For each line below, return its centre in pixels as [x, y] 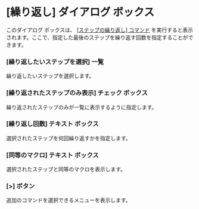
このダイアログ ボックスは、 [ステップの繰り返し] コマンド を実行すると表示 [100, 30]
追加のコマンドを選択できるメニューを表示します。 [69, 200]
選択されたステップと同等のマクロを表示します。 [66, 169]
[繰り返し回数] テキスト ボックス [53, 124]
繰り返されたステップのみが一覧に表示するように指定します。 [82, 107]
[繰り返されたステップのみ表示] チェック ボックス [77, 93]
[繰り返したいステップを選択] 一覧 [55, 62]
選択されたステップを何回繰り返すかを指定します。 [69, 138]
